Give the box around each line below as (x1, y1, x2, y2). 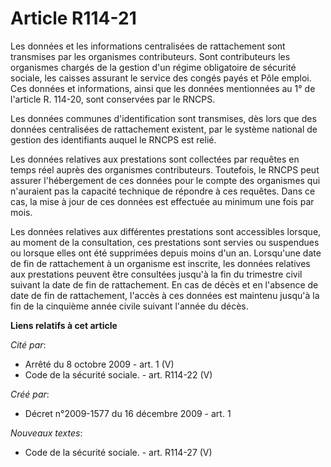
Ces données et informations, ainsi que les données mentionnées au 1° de (10, 82, 316, 94)
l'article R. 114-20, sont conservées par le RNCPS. (10, 93, 216, 105)
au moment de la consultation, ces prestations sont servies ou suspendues (10, 236, 320, 248)
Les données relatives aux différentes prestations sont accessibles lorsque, (10, 225, 322, 237)
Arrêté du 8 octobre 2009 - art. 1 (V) (24, 358, 175, 370)
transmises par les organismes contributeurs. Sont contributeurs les (10, 50, 291, 62)
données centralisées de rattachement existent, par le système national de (10, 123, 318, 135)
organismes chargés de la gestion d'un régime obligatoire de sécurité (10, 61, 297, 73)
